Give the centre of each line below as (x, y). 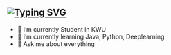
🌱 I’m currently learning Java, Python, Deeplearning (91, 36)
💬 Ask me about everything (56, 44)
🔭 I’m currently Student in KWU (61, 29)
